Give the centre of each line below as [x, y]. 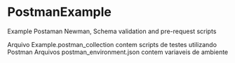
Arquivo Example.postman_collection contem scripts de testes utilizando [112, 44]
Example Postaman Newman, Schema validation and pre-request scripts [112, 31]
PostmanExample [60, 12]
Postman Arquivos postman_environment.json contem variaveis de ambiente [118, 52]
